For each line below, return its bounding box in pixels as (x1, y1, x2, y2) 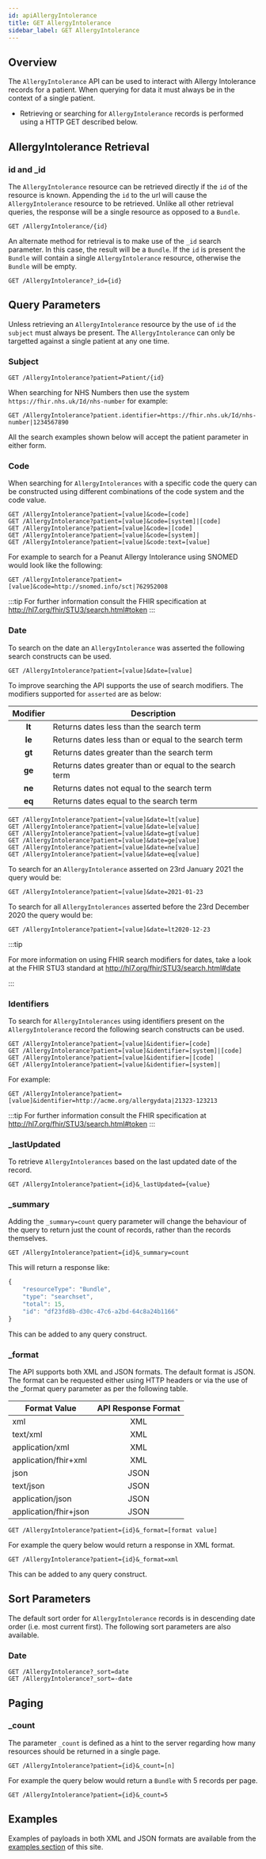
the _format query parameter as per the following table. (8, 1384, 188, 1393)
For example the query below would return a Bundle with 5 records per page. (8, 1775, 258, 1785)
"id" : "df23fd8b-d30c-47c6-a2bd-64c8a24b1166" (22, 1307, 179, 1315)
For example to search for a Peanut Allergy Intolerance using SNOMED (8, 552, 239, 562)
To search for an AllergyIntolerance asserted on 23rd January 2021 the (8, 864, 244, 873)
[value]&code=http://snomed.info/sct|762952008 (8, 583, 169, 591)
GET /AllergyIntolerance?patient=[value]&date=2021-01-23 (8, 888, 203, 895)
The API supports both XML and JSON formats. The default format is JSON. (8, 1367, 256, 1377)
